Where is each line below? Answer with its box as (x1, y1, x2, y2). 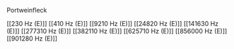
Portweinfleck (6, 6, 47, 14)
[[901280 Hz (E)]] (6, 34, 58, 43)
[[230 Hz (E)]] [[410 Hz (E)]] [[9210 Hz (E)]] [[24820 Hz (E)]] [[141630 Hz (6, 20, 219, 27)
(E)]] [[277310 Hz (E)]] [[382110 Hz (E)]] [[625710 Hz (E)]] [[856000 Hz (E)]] (6, 27, 228, 35)
